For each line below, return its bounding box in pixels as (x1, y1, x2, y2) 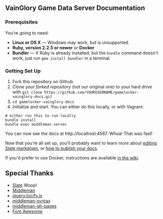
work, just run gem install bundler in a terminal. (12, 55, 111, 61)
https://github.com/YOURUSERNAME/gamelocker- (44, 90, 139, 95)
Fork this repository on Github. (12, 78, 74, 84)
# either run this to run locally (5, 113, 76, 118)
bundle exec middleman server (5, 122, 67, 127)
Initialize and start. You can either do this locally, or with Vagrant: (12, 103, 144, 110)
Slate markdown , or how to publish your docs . (5, 145, 98, 151)
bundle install (5, 118, 36, 123)
